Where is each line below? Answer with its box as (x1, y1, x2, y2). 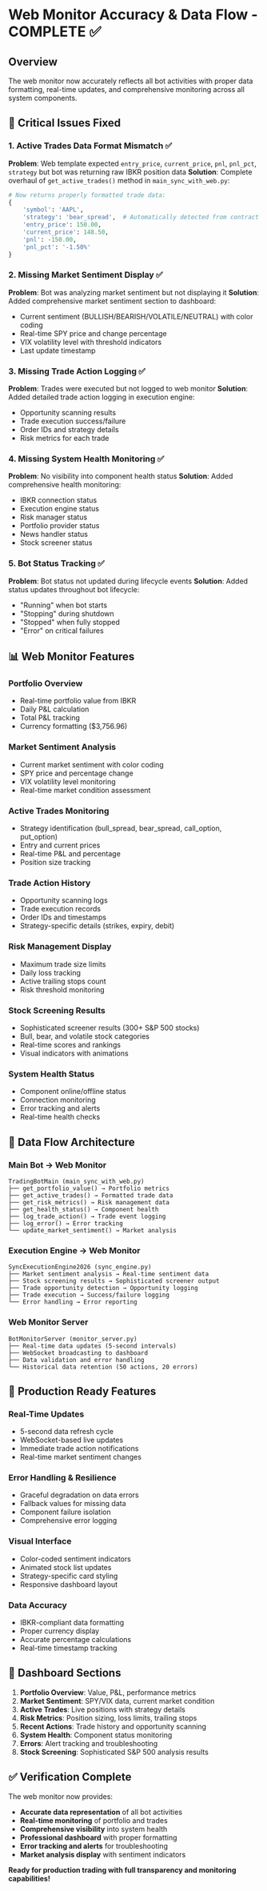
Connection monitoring (19, 1095, 96, 1105)
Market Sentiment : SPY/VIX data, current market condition (19, 1696, 215, 1705)
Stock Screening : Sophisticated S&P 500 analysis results (19, 1747, 209, 1757)
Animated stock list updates (19, 1562, 112, 1572)
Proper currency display (19, 1626, 100, 1636)
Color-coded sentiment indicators (19, 1554, 132, 1564)
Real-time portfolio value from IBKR (19, 696, 137, 706)
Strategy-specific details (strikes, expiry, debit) (19, 921, 175, 931)
